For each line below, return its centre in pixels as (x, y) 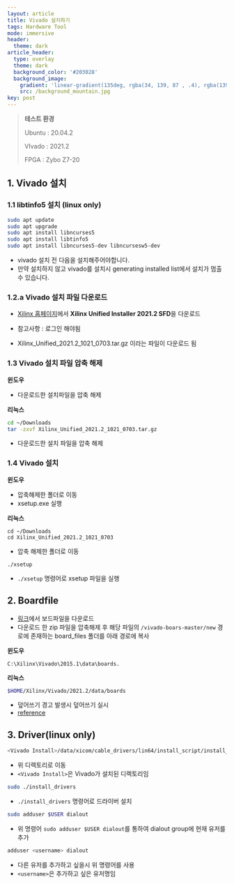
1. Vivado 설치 (37, 183)
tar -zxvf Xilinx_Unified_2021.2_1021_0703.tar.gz (82, 429)
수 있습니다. (33, 278)
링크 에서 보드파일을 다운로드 (56, 618)
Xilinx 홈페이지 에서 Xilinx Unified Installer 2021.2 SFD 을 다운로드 (109, 314)
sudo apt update (31, 220)
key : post (22, 98)
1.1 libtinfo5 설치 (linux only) (54, 205)
